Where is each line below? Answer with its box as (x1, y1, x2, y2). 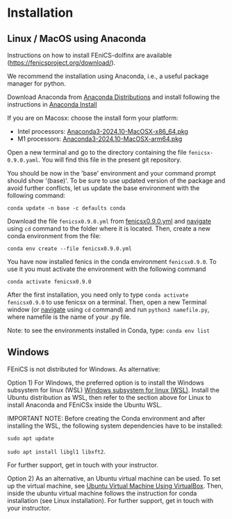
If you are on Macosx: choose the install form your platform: (7, 114, 179, 122)
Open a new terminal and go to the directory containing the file (7, 148, 187, 156)
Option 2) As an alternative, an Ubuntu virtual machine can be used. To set (7, 474, 221, 482)
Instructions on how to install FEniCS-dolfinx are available (7, 51, 172, 59)
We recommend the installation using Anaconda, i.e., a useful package (7, 72, 209, 80)
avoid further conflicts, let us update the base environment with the (7, 184, 200, 192)
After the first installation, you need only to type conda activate (7, 291, 189, 299)
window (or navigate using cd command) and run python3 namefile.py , (7, 305, 210, 313)
